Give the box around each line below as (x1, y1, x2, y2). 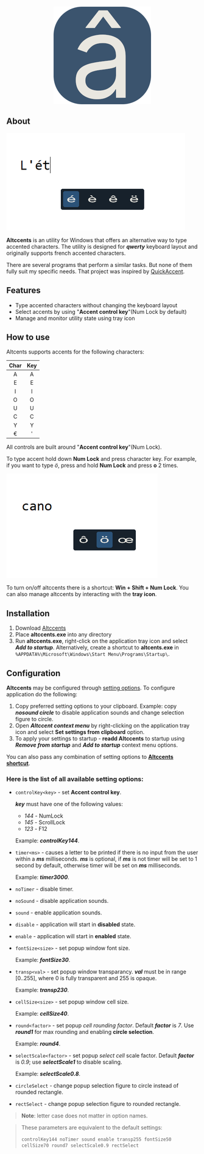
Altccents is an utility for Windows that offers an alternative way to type (6, 236, 187, 244)
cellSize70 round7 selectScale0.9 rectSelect (21, 1142, 139, 1149)
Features (6, 285, 41, 296)
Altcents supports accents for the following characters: (6, 348, 145, 355)
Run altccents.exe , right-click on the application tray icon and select (15, 638, 188, 645)
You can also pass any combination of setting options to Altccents (6, 753, 174, 761)
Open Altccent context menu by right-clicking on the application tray (15, 722, 190, 729)
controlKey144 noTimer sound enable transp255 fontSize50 (21, 1136, 172, 1143)
